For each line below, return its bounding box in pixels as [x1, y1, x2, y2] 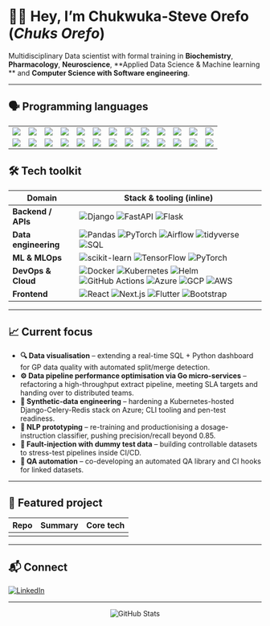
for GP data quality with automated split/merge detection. [19, 362, 211, 373]
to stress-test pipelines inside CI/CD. [19, 448, 142, 458]
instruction [19, 430, 56, 441]
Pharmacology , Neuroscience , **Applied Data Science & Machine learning [8, 60, 260, 69]
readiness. [19, 414, 55, 423]
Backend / [12, 205, 52, 216]
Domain [27, 192, 58, 204]
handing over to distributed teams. [19, 388, 134, 397]
